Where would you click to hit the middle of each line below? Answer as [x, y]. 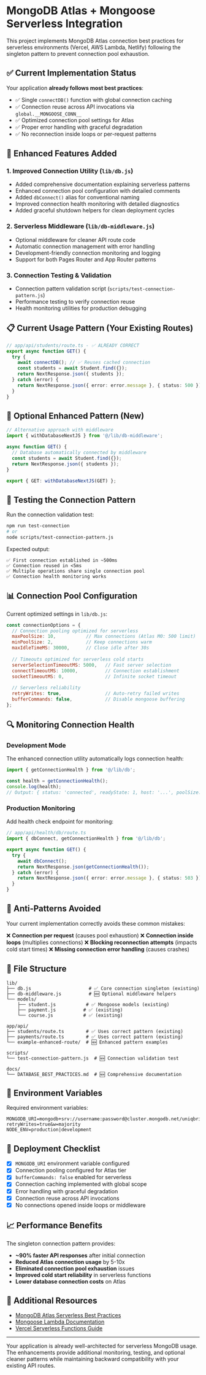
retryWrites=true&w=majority [44, 1125]
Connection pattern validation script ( [62, 289]
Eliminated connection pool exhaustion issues [75, 1268]
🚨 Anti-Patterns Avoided [54, 909]
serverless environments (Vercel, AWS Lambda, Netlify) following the [93, 47]
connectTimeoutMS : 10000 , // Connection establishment [96, 671]
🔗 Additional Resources [52, 1300]
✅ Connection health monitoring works [56, 576]
